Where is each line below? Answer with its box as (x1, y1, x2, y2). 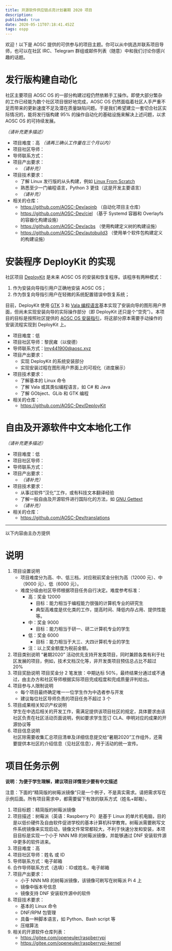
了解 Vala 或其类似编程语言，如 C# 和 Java (20, 384, 111, 390)
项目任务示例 (5, 760, 60, 772)
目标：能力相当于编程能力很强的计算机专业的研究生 (35, 600, 144, 606)
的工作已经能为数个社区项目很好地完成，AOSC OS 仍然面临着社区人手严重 (5, 99, 161, 105)
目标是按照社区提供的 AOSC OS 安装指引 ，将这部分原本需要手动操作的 (14, 315, 163, 321)
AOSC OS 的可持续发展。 (5, 118, 58, 124)
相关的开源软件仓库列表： (12, 928, 67, 935)
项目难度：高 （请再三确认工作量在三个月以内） (12, 140, 113, 146)
